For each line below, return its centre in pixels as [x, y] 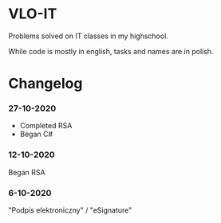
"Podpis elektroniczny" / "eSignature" [70, 210]
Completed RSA [46, 126]
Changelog [45, 84]
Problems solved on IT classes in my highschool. [89, 36]
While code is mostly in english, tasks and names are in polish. [111, 51]
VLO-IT [33, 14]
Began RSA [27, 172]
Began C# [36, 134]
